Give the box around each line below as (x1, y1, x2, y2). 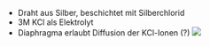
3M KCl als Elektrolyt (17, 17, 94, 27)
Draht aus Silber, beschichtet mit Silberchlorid (17, 8, 185, 18)
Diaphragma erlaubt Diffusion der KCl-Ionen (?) (17, 27, 191, 38)
